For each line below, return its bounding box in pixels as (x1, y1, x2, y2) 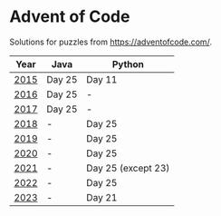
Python (111, 57, 145, 70)
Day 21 (85, 191, 118, 203)
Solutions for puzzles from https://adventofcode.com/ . (9, 36, 213, 47)
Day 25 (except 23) (85, 162, 170, 174)
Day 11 (85, 73, 118, 85)
